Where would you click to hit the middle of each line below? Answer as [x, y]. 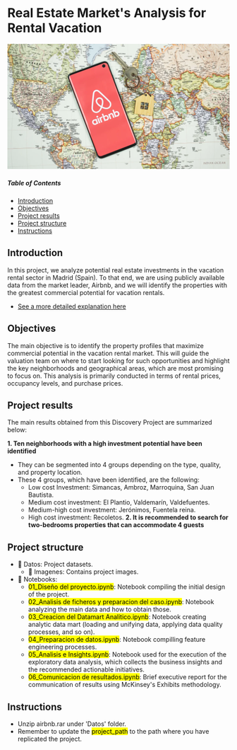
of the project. [49, 594]
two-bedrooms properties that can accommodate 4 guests [116, 525]
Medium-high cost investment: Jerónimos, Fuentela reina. [112, 510]
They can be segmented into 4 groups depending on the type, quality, [119, 465]
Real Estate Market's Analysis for [107, 13]
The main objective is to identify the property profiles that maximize [106, 345]
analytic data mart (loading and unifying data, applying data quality [126, 625]
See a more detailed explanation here [72, 306]
